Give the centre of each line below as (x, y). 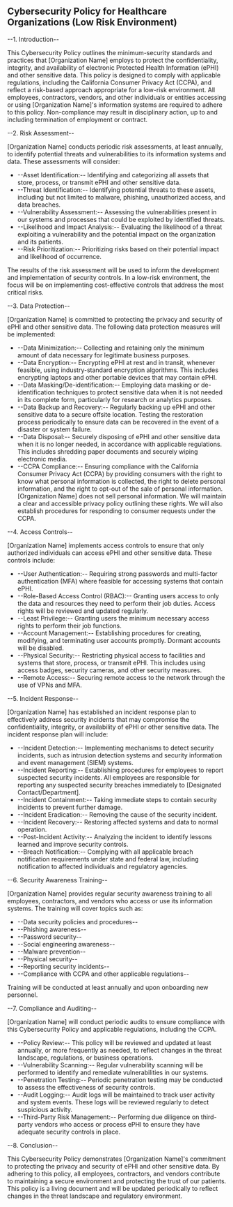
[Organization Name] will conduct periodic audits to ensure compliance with (116, 1021)
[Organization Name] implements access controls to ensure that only (106, 545)
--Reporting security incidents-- (63, 966)
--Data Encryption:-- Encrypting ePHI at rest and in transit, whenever (116, 362)
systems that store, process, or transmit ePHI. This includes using (111, 662)
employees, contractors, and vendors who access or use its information (110, 901)
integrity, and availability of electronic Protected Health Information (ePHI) (113, 67)
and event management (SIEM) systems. (75, 762)
